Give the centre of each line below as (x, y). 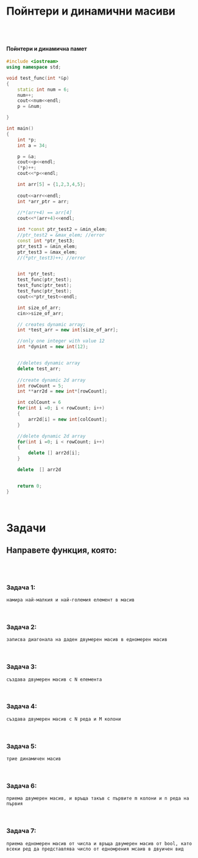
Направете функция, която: (62, 551)
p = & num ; (30, 107)
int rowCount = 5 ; (41, 386)
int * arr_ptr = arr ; (43, 201)
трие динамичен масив (34, 759)
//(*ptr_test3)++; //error (51, 258)
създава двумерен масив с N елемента (54, 679)
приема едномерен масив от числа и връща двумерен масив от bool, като (99, 843)
